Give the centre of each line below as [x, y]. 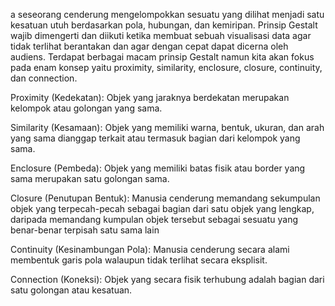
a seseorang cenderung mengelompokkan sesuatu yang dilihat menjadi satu [167, 14]
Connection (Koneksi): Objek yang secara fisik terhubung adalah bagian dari [167, 279]
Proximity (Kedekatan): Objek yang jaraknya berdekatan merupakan [150, 97]
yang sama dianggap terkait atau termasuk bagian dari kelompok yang [155, 138]
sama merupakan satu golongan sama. [90, 178]
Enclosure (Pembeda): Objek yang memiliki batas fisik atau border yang [158, 168]
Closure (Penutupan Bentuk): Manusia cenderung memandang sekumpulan [165, 198]
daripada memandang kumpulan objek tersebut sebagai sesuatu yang [154, 219]
